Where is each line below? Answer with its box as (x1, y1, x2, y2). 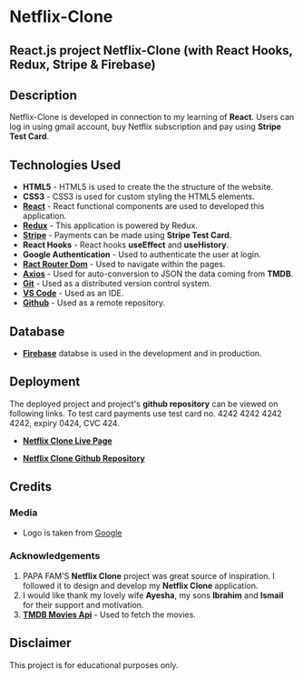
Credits (9, 479, 53, 494)
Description (9, 87, 77, 103)
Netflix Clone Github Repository (22, 453, 145, 464)
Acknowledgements (9, 550, 101, 563)
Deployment (9, 374, 81, 390)
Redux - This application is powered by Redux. (22, 220, 198, 231)
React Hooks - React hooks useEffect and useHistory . (22, 239, 230, 251)
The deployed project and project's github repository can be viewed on (9, 398, 279, 409)
